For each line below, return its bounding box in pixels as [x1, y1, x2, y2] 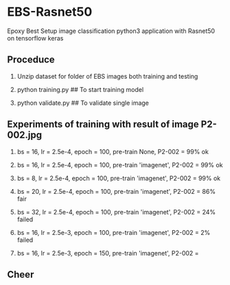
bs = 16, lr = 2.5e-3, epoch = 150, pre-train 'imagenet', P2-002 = [16, 249, 199, 257]
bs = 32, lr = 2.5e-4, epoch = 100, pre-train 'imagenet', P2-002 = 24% [16, 208, 216, 216]
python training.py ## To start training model [16, 85, 144, 93]
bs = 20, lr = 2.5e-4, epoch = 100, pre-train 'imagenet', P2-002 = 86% [16, 187, 216, 195]
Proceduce [7, 54, 55, 66]
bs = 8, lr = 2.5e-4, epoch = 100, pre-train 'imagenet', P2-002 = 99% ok [16, 174, 221, 182]
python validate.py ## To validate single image [16, 99, 150, 107]
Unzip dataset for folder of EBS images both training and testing [16, 72, 198, 80]
